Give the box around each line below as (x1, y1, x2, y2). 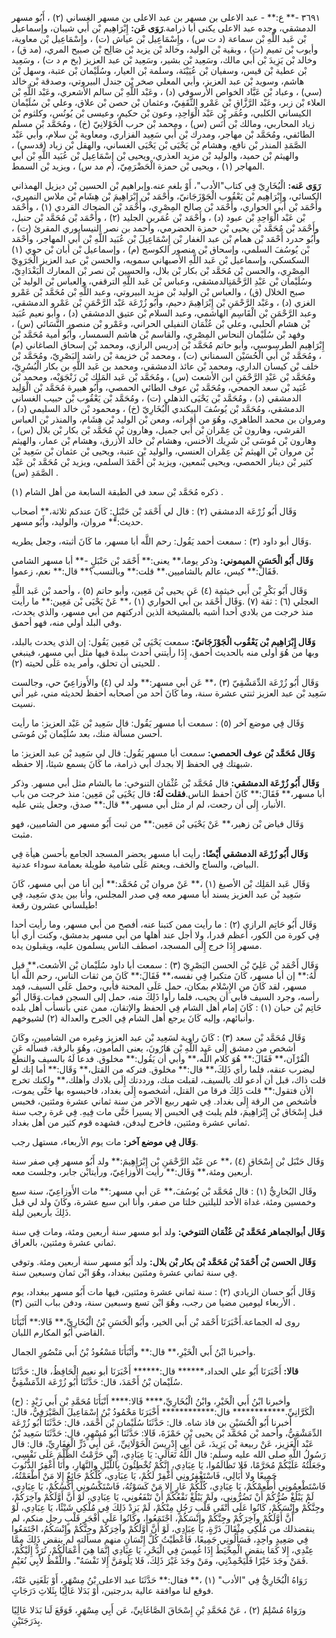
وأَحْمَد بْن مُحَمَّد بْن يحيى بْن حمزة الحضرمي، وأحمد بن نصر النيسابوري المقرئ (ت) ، (11, 222, 320, 234)
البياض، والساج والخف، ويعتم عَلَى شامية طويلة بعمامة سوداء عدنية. (11, 858, 259, 870)
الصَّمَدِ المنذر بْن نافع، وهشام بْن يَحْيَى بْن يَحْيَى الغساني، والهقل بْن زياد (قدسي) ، (11, 139, 307, 151)
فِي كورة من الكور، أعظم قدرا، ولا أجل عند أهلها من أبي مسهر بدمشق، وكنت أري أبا (11, 929, 320, 941)
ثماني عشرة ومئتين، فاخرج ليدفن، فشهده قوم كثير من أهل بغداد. (11, 1117, 251, 1128)
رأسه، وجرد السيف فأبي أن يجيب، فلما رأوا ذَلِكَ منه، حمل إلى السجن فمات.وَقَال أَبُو (11, 991, 320, 1002)
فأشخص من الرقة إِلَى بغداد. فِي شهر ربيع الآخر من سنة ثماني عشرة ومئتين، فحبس (11, 1095, 318, 1107)
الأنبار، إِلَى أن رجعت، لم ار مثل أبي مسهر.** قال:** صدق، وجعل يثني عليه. (11, 798, 286, 810)
